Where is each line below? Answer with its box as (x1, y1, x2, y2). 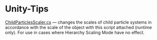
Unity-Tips (5, 3, 49, 14)
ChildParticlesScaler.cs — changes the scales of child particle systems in (5, 19, 152, 25)
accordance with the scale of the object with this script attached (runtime (5, 24, 152, 30)
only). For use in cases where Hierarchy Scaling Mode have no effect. (5, 29, 145, 35)
